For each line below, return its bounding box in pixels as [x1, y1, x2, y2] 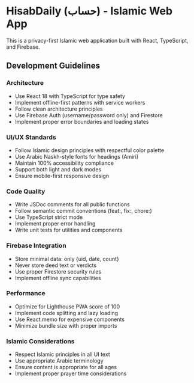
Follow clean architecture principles [14, 105, 103, 112]
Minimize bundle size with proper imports [14, 322, 117, 329]
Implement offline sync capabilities [14, 274, 101, 281]
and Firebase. [6, 43, 40, 51]
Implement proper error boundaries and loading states [14, 118, 149, 125]
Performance [6, 289, 46, 298]
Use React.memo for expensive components [14, 316, 125, 323]
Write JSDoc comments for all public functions [14, 201, 130, 208]
